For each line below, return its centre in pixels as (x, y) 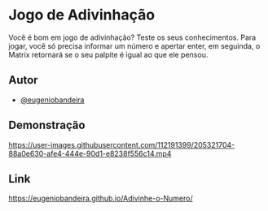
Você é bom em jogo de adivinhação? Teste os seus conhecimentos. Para (132, 37)
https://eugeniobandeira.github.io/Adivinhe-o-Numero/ (101, 198)
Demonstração (47, 125)
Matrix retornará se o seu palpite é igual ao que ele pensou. (108, 54)
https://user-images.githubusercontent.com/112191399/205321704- (122, 144)
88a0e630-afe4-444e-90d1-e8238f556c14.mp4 (90, 153)
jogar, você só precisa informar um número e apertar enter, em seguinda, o (134, 45)
